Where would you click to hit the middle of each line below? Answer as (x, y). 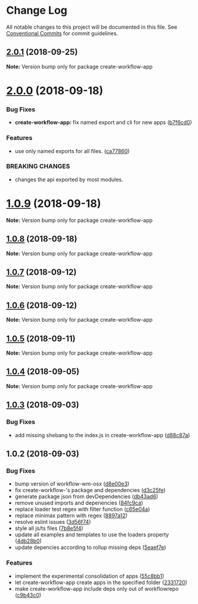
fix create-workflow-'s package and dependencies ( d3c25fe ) (90, 490)
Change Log (37, 10)
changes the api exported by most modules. (69, 179)
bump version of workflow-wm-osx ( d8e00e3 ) (72, 484)
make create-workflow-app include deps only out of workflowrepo (97, 588)
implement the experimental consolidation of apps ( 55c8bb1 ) (89, 576)
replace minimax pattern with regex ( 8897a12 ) (71, 515)
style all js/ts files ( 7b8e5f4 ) (49, 528)
